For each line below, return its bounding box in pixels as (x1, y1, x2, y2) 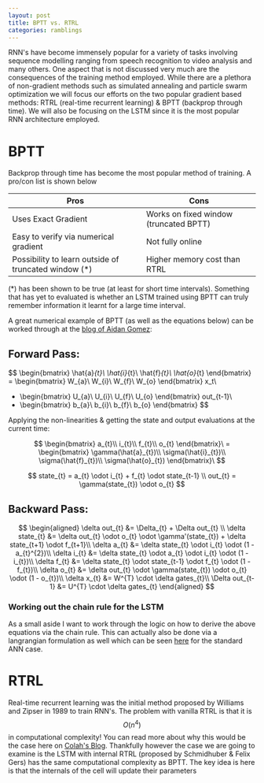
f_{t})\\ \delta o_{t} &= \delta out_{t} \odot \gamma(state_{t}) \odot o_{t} (16, 565, 247, 574)
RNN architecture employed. (8, 115, 101, 124)
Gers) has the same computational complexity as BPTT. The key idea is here (8, 757, 255, 766)
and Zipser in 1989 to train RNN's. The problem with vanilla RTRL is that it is (8, 707, 253, 716)
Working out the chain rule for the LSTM (8, 601, 164, 612)
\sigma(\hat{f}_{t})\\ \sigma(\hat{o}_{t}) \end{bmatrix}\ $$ (38, 456, 225, 466)
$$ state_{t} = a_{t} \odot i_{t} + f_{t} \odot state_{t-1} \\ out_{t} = (27, 471, 237, 481)
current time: (8, 424, 50, 433)
